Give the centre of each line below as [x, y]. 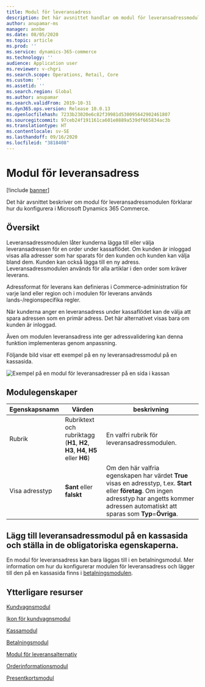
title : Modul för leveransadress [49, 12]
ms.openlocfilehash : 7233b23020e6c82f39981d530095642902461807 [88, 114]
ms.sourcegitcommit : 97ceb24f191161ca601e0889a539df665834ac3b [88, 120]
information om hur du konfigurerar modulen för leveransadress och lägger [101, 566]
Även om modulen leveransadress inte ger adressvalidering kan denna [95, 336]
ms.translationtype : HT [37, 126]
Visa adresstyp [31, 491]
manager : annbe [26, 29]
